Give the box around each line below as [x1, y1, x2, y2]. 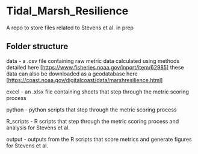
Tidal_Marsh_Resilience [6, 4, 129, 18]
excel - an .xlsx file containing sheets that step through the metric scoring [6, 88, 190, 95]
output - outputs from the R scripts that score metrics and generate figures [6, 135, 192, 143]
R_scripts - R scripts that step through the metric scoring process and [6, 117, 179, 125]
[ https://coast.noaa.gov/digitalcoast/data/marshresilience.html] [6, 76, 163, 83]
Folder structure [6, 41, 69, 52]
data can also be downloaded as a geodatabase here [6, 70, 138, 77]
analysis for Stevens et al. [6, 124, 70, 131]
